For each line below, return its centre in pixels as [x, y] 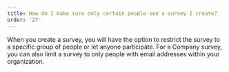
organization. [26, 61]
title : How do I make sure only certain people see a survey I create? [112, 13]
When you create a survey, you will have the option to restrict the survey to [114, 39]
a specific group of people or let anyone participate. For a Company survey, [115, 47]
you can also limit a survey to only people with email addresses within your [113, 54]
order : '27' [24, 20]
